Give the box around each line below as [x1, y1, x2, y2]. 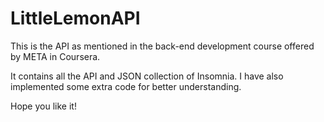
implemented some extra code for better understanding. [10, 80, 242, 92]
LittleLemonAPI [10, 7, 141, 30]
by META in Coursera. [10, 50, 101, 62]
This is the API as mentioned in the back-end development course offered [10, 40, 315, 52]
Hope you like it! [10, 100, 77, 112]
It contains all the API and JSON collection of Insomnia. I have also [10, 70, 284, 82]
